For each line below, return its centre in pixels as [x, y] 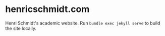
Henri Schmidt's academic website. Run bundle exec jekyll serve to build [83, 23]
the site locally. [21, 28]
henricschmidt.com [47, 9]
